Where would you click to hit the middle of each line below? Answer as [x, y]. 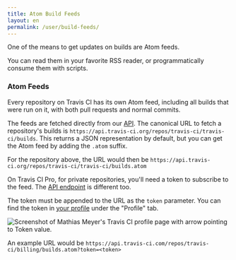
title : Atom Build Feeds [44, 14]
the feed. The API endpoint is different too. [69, 187]
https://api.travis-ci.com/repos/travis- [148, 243]
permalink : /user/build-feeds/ [53, 27]
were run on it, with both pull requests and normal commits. [94, 110]
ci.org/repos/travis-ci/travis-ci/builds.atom [77, 166]
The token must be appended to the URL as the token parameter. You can [114, 200]
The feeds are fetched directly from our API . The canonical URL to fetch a [114, 123]
